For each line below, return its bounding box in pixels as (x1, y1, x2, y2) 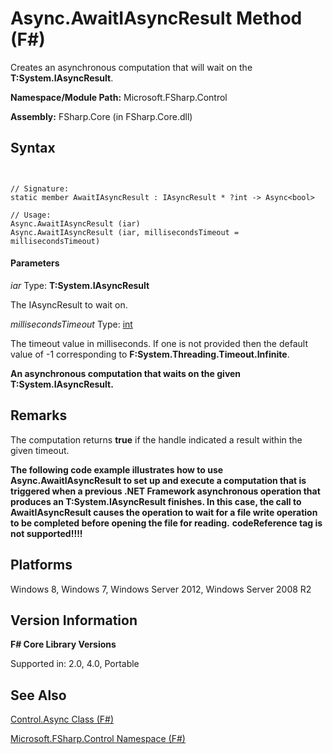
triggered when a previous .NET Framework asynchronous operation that (10, 485, 321, 497)
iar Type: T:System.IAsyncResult (10, 279, 150, 291)
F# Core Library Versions (10, 638, 117, 651)
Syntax (10, 140, 56, 157)
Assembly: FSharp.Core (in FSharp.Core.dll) (10, 110, 193, 122)
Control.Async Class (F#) (10, 713, 114, 726)
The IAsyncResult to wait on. (10, 298, 128, 311)
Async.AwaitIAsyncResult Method (10, 7, 303, 30)
